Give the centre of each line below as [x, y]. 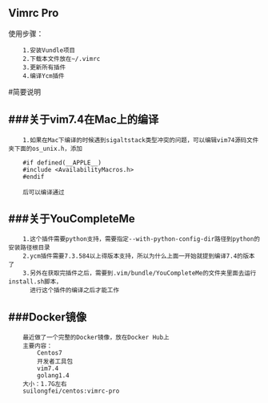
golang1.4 [53, 376]
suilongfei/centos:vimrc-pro [71, 391]
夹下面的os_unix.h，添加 [45, 149]
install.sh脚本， [35, 282]
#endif [34, 177]
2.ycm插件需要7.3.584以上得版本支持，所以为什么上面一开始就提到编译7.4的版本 [139, 256]
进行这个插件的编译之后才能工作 [74, 291]
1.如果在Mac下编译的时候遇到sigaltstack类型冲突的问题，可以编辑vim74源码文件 [141, 140]
